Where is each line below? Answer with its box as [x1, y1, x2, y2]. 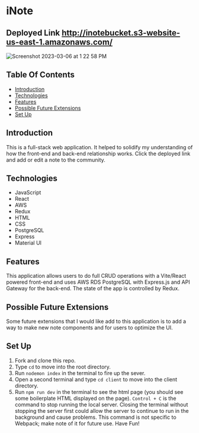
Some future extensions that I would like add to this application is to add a [6, 318, 187, 325]
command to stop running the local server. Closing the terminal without [14, 401, 188, 408]
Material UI [14, 239, 42, 246]
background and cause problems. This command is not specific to [14, 413, 176, 421]
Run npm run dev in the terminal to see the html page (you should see [14, 388, 184, 395]
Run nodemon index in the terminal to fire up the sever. [14, 369, 146, 377]
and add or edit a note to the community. [6, 156, 105, 163]
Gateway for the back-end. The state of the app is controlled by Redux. [6, 285, 179, 292]
